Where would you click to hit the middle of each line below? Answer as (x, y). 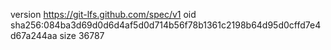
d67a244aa (34, 35)
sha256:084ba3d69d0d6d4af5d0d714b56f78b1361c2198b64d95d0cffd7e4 (166, 25)
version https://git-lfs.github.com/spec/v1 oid (103, 14)
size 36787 (82, 35)
